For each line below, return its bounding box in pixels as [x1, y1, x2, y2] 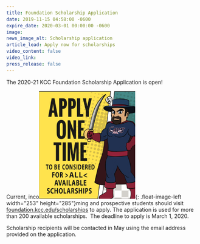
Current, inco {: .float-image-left [6, 193, 182, 200]
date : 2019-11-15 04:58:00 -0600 [6, 16, 91, 22]
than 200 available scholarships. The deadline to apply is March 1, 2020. [6, 212, 190, 220]
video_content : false [6, 49, 61, 55]
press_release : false [6, 61, 61, 67]
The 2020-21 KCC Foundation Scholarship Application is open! [6, 78, 163, 86]
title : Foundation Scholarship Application [6, 10, 119, 16]
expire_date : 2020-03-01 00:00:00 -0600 [6, 22, 111, 29]
